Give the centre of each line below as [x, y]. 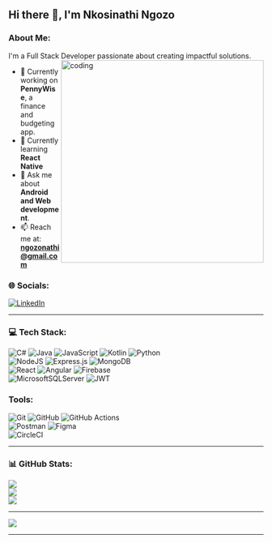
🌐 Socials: [29, 285]
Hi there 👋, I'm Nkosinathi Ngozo [92, 15]
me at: [31, 238]
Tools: [21, 400]
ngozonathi [40, 247]
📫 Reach [36, 227]
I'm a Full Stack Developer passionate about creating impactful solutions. [130, 56]
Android [34, 192]
